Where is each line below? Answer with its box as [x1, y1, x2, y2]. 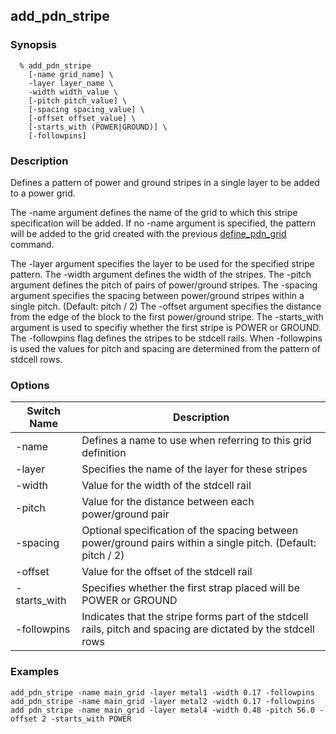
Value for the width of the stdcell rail [81, 479, 252, 493]
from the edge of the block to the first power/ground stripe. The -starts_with [10, 310, 324, 323]
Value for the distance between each [81, 495, 255, 509]
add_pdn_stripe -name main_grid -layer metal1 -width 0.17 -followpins [10, 687, 315, 698]
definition [81, 446, 127, 460]
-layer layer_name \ [28, 78, 114, 88]
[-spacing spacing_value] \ [28, 104, 145, 114]
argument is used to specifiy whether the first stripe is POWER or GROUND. [10, 321, 322, 333]
